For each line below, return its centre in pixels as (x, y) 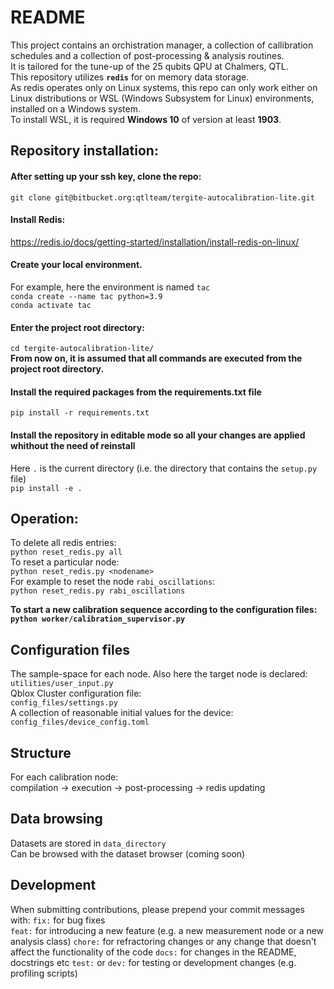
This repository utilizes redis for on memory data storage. (130, 77)
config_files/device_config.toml (80, 722)
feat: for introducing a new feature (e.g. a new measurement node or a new (167, 930)
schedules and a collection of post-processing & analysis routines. (147, 55)
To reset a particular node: (65, 562)
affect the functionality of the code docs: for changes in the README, (153, 952)
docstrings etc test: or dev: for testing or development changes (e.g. (153, 962)
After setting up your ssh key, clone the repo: (106, 176)
